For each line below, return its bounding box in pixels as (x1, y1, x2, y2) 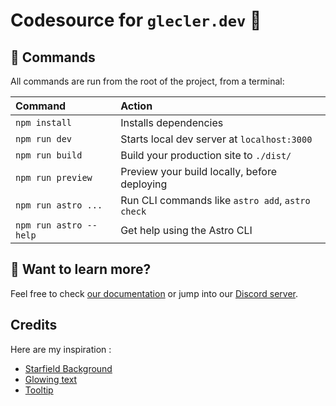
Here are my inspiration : (10, 343, 112, 355)
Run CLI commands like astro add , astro (120, 194, 311, 207)
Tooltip (24, 384, 54, 396)
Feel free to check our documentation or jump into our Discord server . (10, 287, 299, 299)
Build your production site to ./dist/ (120, 149, 292, 162)
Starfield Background (24, 362, 113, 374)
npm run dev (15, 134, 73, 144)
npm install (15, 117, 73, 128)
